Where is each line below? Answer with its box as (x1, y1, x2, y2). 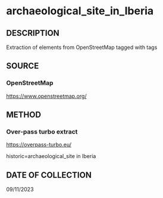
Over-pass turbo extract (6, 128, 78, 135)
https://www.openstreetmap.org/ (6, 92, 87, 100)
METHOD (6, 110, 42, 120)
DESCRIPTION (6, 28, 59, 38)
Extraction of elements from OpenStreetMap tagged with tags (6, 44, 158, 51)
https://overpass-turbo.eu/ (6, 141, 72, 148)
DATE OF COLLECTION (6, 170, 92, 180)
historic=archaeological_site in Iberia (6, 153, 96, 160)
